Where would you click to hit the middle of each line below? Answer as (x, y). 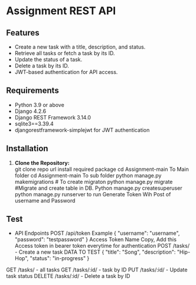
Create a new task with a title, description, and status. (80, 47)
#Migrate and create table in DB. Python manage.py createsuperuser (98, 188)
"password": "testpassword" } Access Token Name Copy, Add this (96, 239)
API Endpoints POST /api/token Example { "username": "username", (97, 233)
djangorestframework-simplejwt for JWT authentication (82, 130)
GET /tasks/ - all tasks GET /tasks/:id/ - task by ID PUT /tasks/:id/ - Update (97, 270)
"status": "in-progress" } (60, 258)
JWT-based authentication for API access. (66, 72)
